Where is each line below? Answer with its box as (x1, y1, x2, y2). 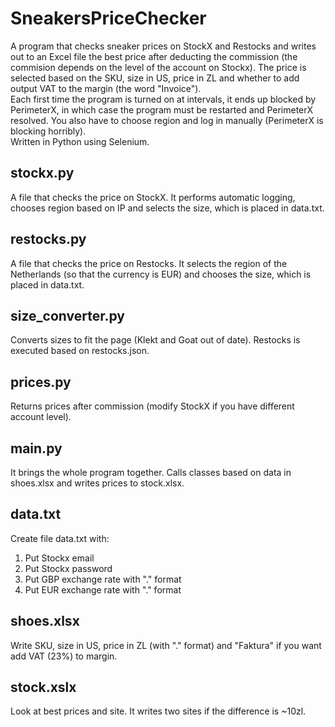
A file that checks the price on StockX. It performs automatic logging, (10, 191, 296, 203)
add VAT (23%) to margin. (10, 650, 118, 662)
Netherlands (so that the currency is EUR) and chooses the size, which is (10, 268, 312, 280)
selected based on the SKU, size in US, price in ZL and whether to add (10, 72, 300, 84)
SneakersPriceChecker (10, 7, 207, 30)
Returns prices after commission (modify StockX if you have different (10, 400, 295, 412)
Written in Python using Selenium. (10, 135, 150, 147)
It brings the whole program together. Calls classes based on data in (10, 467, 292, 478)
